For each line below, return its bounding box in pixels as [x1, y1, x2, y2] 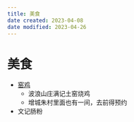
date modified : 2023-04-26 [7, 23, 87, 30]
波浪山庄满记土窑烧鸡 [28, 90, 90, 98]
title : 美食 [7, 10, 40, 18]
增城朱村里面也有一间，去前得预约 [28, 98, 128, 106]
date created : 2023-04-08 [7, 17, 83, 24]
